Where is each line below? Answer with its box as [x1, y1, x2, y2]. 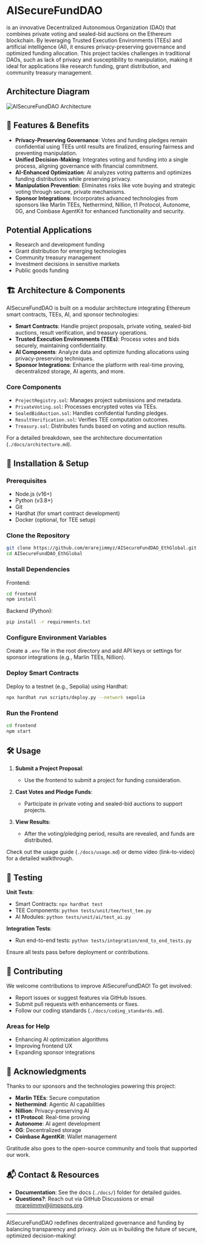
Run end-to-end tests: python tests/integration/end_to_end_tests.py [15, 936, 192, 944]
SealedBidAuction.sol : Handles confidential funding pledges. [15, 409, 168, 417]
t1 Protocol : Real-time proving [15, 1114, 90, 1121]
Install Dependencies [6, 565, 70, 574]
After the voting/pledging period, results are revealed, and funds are [24, 830, 195, 837]
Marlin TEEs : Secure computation [15, 1094, 100, 1102]
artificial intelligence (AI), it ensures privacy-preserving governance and [6, 43, 186, 50]
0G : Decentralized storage [15, 1127, 82, 1134]
